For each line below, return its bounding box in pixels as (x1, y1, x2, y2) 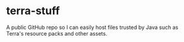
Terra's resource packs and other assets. (6, 30, 108, 37)
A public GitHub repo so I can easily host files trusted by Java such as (6, 24, 179, 31)
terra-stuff (6, 4, 60, 18)
